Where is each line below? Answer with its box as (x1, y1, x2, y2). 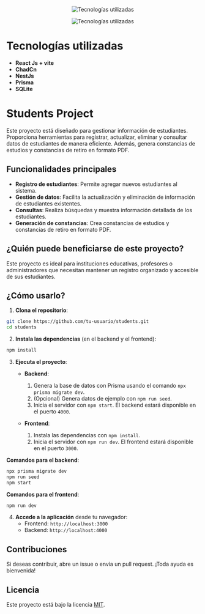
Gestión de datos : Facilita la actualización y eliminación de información (15, 193, 196, 201)
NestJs (15, 72, 34, 80)
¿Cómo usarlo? (6, 290, 65, 301)
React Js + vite (15, 59, 54, 67)
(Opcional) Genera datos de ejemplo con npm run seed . (33, 394, 173, 402)
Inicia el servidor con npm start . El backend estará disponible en (33, 401, 196, 409)
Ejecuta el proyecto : (15, 358, 67, 365)
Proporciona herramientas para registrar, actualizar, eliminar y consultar (6, 133, 188, 141)
